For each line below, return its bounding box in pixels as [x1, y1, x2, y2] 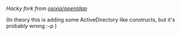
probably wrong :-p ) [6, 23, 58, 29]
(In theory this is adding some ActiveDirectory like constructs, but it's [6, 16, 175, 23]
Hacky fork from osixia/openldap [6, 5, 88, 12]
